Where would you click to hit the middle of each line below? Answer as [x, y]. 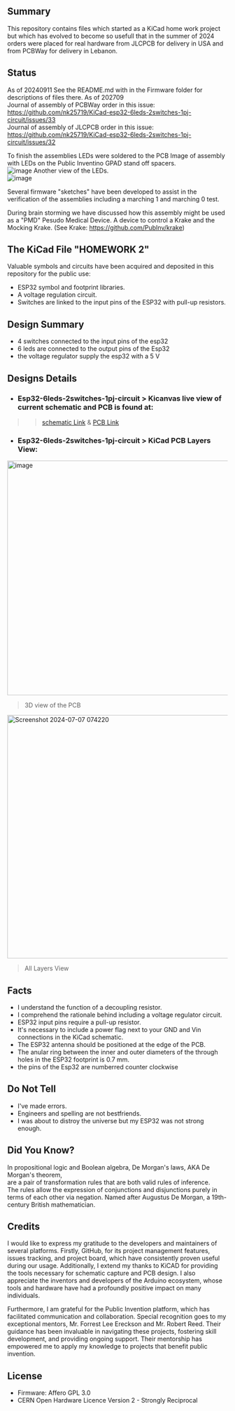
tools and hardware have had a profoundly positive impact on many [104, 1288]
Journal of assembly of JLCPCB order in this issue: [80, 127]
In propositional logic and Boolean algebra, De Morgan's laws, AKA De [108, 1167]
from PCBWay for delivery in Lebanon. [62, 51]
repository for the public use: [49, 274]
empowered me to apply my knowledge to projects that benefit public [107, 1346]
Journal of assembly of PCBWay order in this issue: [81, 105]
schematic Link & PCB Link [80, 422]
